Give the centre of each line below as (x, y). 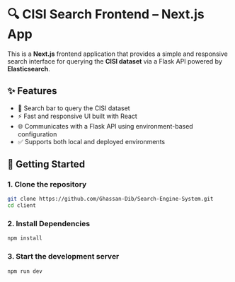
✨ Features (32, 91)
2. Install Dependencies (49, 224)
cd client (22, 206)
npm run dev (25, 271)
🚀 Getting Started (46, 164)
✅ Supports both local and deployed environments (91, 141)
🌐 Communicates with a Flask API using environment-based (105, 126)
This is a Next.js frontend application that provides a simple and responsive (117, 54)
